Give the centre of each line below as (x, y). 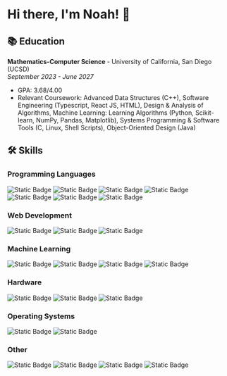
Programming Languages (52, 174)
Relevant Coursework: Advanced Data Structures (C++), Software (113, 98)
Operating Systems (41, 316)
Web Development (40, 215)
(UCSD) (18, 69)
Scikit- (204, 113)
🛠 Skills (25, 151)
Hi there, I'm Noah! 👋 (69, 14)
